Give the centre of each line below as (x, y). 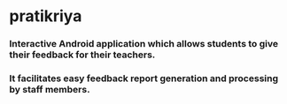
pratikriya (46, 16)
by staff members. (50, 90)
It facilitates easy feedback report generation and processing (144, 78)
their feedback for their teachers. (82, 55)
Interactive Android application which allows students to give (144, 44)
